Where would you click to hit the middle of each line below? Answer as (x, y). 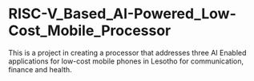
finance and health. (40, 69)
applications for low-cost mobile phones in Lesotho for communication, (126, 61)
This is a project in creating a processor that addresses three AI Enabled (127, 52)
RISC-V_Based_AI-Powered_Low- (122, 14)
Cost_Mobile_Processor (90, 31)
